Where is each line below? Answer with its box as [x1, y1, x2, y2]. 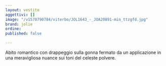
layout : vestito [5, 7, 39, 13]
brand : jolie [5, 21, 33, 27]
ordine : [5, 26, 22, 31]
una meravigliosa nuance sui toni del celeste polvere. [5, 55, 116, 61]
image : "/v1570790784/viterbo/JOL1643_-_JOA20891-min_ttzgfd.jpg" [5, 17, 148, 22]
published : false [5, 31, 42, 36]
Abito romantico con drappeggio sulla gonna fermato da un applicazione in [5, 49, 161, 55]
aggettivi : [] [5, 12, 35, 17]
